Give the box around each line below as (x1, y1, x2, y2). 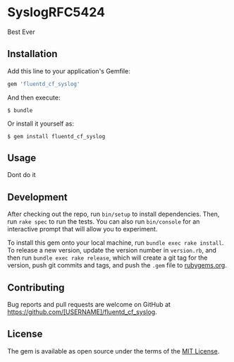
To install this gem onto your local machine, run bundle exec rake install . (7, 239, 224, 247)
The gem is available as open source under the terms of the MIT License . (7, 346, 220, 355)
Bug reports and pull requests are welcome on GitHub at (7, 301, 171, 309)
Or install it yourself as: (7, 119, 74, 128)
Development (7, 191, 68, 203)
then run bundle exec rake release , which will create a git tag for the (7, 253, 208, 262)
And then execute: (7, 93, 61, 102)
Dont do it (7, 171, 37, 179)
